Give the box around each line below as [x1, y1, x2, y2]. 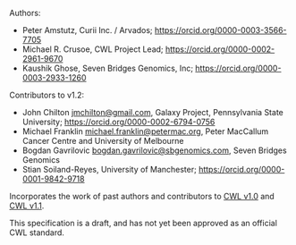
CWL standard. [9, 227, 65, 238]
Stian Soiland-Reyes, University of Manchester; [21, 165, 197, 174]
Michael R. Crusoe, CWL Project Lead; [21, 44, 164, 55]
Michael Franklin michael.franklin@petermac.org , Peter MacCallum [21, 126, 269, 137]
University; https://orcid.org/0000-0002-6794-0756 [21, 116, 216, 127]
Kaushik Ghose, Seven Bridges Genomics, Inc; [21, 63, 194, 73]
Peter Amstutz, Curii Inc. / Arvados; [21, 25, 154, 35]
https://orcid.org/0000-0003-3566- [155, 25, 288, 35]
